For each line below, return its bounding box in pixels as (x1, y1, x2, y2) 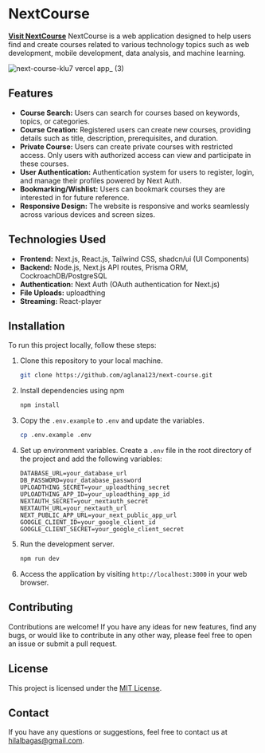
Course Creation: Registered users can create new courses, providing (19, 124, 251, 134)
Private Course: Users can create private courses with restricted (19, 141, 233, 152)
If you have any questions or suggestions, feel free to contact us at (8, 727, 228, 737)
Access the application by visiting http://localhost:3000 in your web (19, 569, 247, 578)
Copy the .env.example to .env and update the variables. (19, 416, 205, 425)
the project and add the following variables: (19, 454, 162, 463)
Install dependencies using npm (19, 386, 125, 396)
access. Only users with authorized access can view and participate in (19, 150, 251, 160)
